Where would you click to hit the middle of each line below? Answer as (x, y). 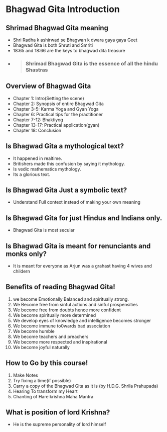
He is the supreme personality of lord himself (60, 424)
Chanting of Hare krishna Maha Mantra (53, 396)
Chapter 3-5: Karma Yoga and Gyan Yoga (56, 109)
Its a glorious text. (32, 174)
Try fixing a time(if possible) (42, 380)
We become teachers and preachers (51, 336)
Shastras (37, 70)
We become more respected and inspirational (60, 342)
